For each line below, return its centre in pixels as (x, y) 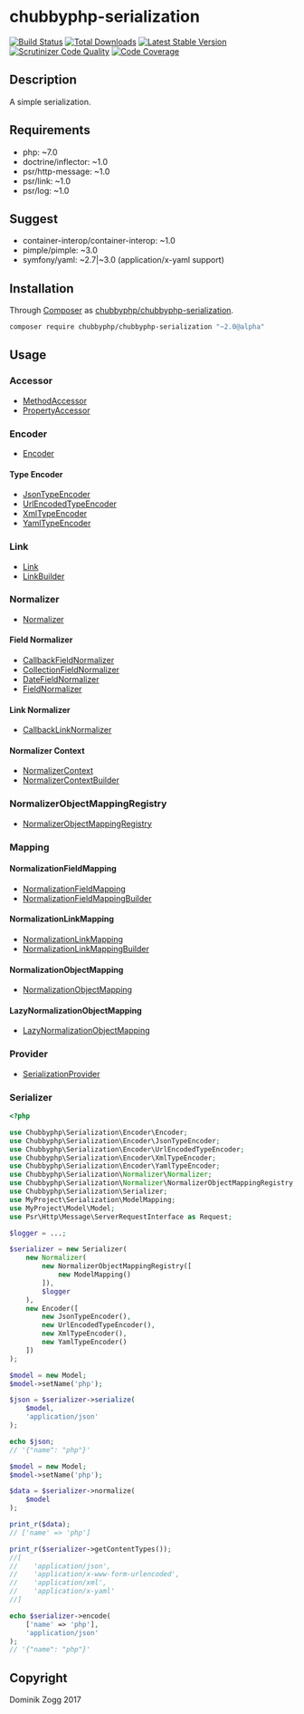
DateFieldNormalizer (61, 679)
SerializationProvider (61, 1074)
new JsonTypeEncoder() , (86, 1317)
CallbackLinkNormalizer (67, 730)
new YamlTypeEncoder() (85, 1343)
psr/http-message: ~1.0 (66, 171)
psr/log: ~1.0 (46, 190)
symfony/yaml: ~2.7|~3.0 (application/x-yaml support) (123, 260)
